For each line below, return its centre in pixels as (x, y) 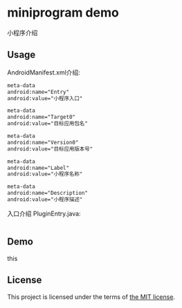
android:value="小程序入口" (45, 98)
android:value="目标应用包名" (47, 124)
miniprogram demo (63, 13)
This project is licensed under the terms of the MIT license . (91, 297)
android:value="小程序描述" (45, 200)
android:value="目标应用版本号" (50, 149)
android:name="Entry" (38, 92)
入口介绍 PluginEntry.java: (44, 213)
